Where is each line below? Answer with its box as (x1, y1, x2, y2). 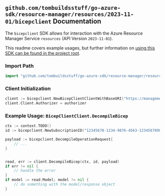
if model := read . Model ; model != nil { (5, 177, 89, 182)
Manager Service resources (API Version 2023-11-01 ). (5, 35, 113, 41)
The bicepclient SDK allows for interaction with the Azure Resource (5, 30, 143, 36)
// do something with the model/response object (14, 182, 115, 187)
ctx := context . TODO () (5, 123, 52, 128)
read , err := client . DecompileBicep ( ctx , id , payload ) (5, 159, 120, 164)
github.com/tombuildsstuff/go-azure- (5, 4, 121, 12)
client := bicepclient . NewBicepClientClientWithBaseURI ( (5, 96, 124, 101)
